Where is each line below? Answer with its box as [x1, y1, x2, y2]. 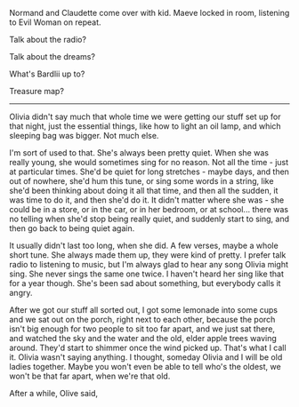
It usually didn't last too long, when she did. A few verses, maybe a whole [9, 240, 279, 251]
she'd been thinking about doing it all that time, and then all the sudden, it [9, 186, 279, 196]
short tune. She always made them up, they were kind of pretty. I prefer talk [9, 250, 287, 260]
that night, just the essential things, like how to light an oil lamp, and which [9, 121, 282, 132]
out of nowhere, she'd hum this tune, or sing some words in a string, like [9, 176, 274, 186]
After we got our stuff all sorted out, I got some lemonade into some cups [9, 305, 279, 315]
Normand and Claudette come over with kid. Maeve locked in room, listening [9, 8, 290, 18]
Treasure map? [9, 86, 65, 96]
